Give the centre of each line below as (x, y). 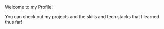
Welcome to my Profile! (29, 7)
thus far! (14, 22)
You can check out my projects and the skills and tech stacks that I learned (82, 17)
